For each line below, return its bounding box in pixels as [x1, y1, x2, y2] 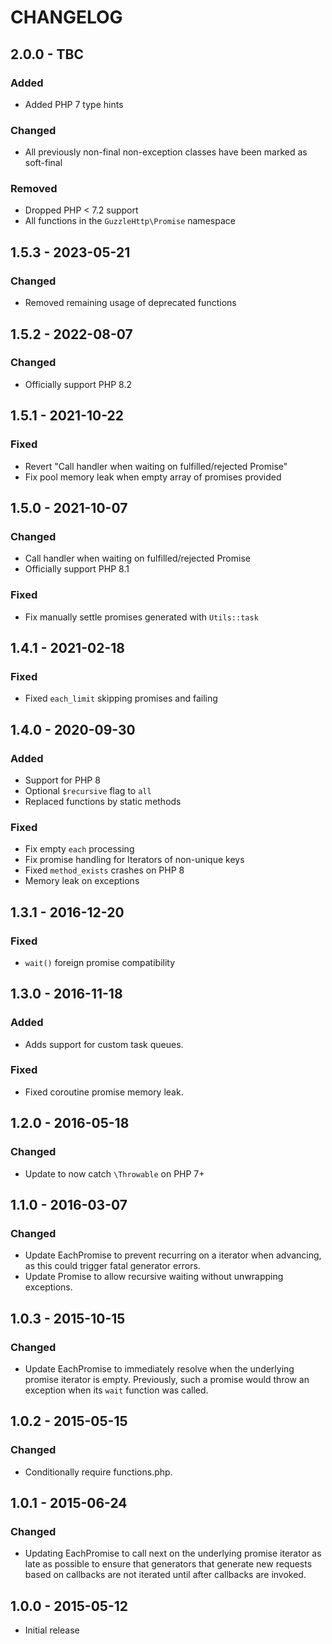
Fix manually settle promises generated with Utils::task [24, 611, 259, 623]
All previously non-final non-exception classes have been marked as [24, 146, 308, 158]
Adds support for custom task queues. [24, 1038, 184, 1050]
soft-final [24, 157, 63, 169]
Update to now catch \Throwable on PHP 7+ [24, 1167, 205, 1180]
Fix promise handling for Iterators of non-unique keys [24, 854, 245, 866]
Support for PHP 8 [24, 774, 101, 786]
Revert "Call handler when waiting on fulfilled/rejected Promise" [24, 460, 288, 472]
